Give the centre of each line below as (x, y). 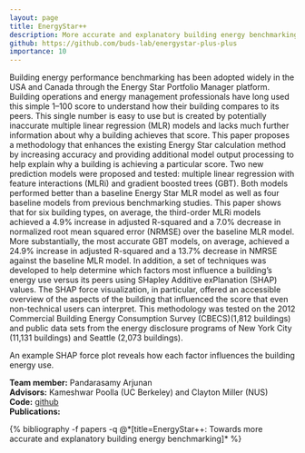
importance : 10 (38, 52)
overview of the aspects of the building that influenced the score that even (149, 300)
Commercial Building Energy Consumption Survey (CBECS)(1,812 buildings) (150, 319)
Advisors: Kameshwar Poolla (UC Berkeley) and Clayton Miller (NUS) (139, 392)
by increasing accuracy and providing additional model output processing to (152, 154)
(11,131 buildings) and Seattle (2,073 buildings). (96, 338)
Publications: (35, 412)
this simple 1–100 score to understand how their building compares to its (144, 106)
